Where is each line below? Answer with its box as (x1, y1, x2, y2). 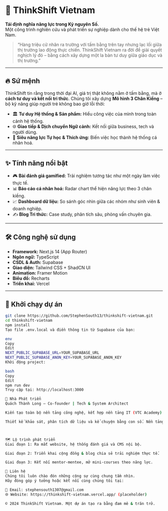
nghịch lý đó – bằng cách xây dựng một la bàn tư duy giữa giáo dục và (17, 52, 162, 58)
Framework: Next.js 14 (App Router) (12, 248, 87, 255)
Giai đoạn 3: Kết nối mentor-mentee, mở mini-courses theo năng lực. (5, 460, 153, 465)
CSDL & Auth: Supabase (12, 260, 63, 266)
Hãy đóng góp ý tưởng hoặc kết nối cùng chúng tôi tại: (5, 478, 124, 483)
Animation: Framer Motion (12, 270, 67, 276)
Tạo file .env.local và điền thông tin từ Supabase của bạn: (5, 327, 135, 332)
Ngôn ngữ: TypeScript (12, 254, 59, 260)
